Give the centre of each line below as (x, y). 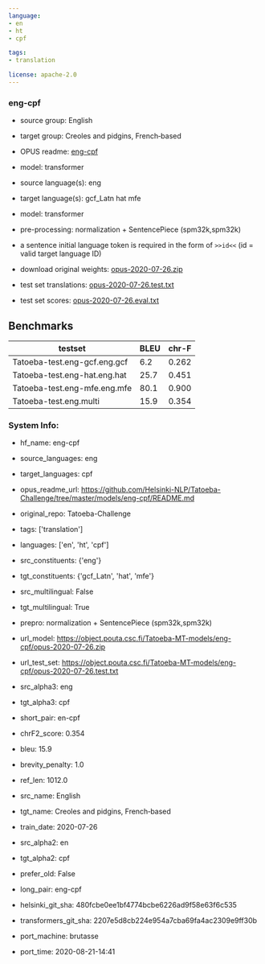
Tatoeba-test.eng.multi (56, 401)
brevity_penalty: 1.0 (52, 764)
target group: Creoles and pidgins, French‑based (101, 136)
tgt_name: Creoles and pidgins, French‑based (95, 812)
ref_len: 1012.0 (44, 781)
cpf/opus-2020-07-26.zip (63, 647)
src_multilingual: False (57, 591)
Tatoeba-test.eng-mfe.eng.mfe (72, 388)
